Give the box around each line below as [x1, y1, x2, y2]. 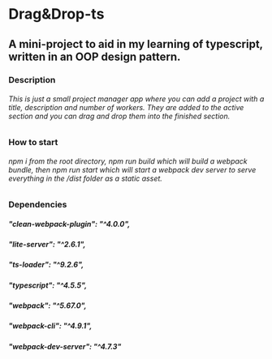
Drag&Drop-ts [8, 5, 105, 24]
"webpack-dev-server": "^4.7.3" [8, 341, 122, 351]
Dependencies [8, 199, 67, 210]
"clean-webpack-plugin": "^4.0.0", [8, 219, 131, 229]
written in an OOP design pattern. [8, 49, 181, 63]
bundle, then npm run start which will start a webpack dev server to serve [8, 165, 257, 175]
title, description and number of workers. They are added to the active [8, 103, 244, 113]
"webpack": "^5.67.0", [8, 301, 87, 310]
